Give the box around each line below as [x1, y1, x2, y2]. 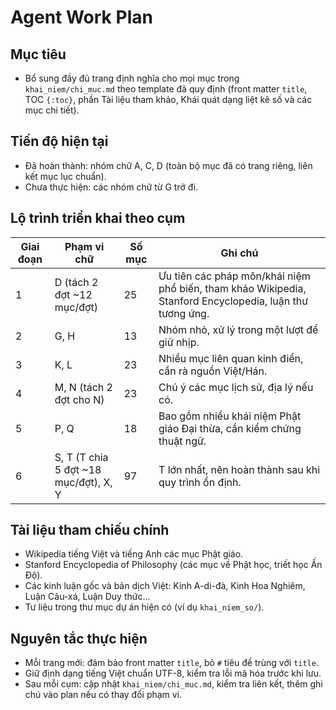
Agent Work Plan [10, 6, 153, 29]
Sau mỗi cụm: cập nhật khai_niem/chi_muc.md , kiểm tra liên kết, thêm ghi [24, 678, 323, 690]
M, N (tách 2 [54, 380, 113, 394]
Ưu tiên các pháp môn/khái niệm [158, 269, 311, 283]
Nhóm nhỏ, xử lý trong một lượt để [158, 322, 319, 336]
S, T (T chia [54, 450, 109, 464]
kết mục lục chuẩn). [24, 170, 107, 182]
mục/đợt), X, [54, 475, 113, 489]
